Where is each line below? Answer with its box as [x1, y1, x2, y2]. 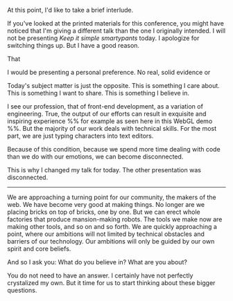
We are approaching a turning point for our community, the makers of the [7, 193, 216, 201]
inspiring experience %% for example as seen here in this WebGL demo [7, 117, 213, 125]
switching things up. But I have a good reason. [7, 42, 140, 49]
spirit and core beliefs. [7, 245, 71, 253]
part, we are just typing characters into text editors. [7, 131, 154, 140]
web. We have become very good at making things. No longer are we [7, 201, 205, 208]
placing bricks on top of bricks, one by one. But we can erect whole [7, 208, 200, 216]
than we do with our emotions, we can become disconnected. [7, 152, 184, 161]
